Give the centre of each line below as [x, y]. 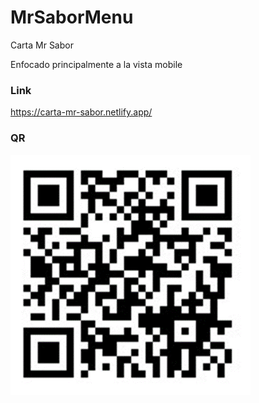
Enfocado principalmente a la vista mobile [96, 64]
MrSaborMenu [72, 17]
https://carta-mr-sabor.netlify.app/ [81, 112]
